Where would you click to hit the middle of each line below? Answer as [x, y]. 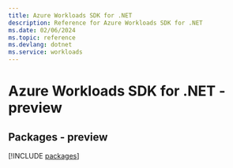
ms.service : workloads [45, 52]
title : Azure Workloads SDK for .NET [70, 15]
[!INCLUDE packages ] [44, 156]
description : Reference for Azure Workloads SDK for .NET [105, 23]
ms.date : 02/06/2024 [42, 30]
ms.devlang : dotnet [40, 45]
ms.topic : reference [42, 37]
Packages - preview [58, 137]
